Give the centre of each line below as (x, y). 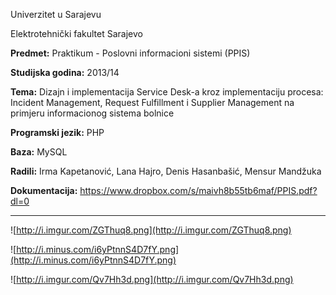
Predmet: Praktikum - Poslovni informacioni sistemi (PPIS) (130, 53)
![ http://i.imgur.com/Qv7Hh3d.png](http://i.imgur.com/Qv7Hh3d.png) (152, 279)
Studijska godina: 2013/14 (65, 72)
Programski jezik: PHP (57, 132)
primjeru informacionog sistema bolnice (92, 113)
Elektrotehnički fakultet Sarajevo (76, 33)
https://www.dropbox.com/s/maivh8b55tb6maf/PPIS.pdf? (198, 190)
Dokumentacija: (44, 190)
